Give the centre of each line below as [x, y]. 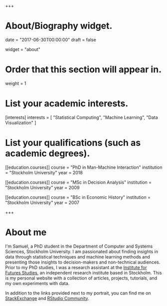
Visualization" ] [21, 122]
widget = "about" [23, 49]
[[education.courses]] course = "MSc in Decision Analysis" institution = [79, 182]
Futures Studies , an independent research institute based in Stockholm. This [83, 273]
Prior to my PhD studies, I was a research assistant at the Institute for [76, 267]
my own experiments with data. [37, 283]
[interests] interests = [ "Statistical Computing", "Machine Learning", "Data [82, 117]
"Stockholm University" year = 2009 [42, 187]
